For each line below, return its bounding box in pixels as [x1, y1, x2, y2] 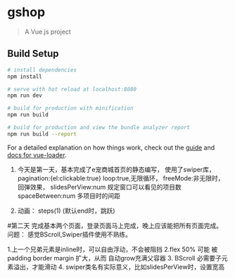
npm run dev [7, 92, 42, 99]
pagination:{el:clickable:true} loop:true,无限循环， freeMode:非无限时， [17, 173, 224, 183]
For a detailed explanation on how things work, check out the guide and [7, 143, 215, 152]
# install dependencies [7, 66, 77, 74]
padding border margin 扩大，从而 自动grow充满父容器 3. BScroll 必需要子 [7, 253, 222, 262]
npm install [7, 73, 42, 80]
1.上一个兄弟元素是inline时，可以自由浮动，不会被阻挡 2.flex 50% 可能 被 [7, 245, 218, 253]
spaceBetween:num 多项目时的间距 [17, 191, 121, 200]
